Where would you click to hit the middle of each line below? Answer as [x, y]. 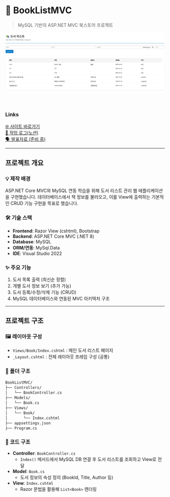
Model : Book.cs [29, 472]
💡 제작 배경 [18, 179]
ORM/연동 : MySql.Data [36, 247]
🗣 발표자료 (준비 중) [26, 139]
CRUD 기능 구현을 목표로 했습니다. [44, 203]
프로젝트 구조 [25, 321]
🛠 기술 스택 [19, 218]
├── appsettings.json [28, 423]
